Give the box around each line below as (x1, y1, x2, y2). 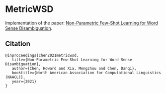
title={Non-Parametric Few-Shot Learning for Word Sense (11, 57, 133, 62)
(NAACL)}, (5, 75, 26, 80)
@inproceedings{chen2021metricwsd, (5, 53, 79, 58)
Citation (5, 40, 31, 48)
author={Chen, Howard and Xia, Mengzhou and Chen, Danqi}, (11, 66, 137, 71)
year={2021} (11, 79, 37, 84)
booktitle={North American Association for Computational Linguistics (11, 70, 162, 75)
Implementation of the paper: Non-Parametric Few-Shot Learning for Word (5, 20, 158, 26)
